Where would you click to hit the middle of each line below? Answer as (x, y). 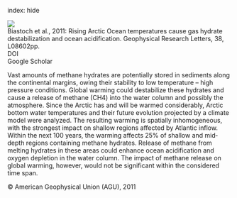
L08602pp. (24, 46)
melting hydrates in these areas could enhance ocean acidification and (111, 150)
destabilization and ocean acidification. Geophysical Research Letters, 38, (116, 39)
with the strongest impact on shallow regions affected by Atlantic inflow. (113, 128)
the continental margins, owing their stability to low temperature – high (110, 82)
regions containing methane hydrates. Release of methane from (119, 143)
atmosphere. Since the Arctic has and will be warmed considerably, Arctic (115, 105)
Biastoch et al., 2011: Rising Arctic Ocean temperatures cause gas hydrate (115, 31)
